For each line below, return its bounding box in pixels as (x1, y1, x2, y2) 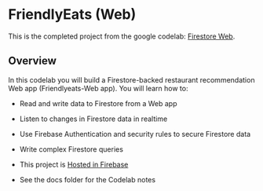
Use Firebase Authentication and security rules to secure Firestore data (19, 129, 251, 138)
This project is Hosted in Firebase (19, 160, 129, 169)
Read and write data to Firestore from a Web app (19, 98, 177, 108)
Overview (8, 54, 57, 68)
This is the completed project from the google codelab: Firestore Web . (8, 31, 236, 41)
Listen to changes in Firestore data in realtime (19, 114, 168, 123)
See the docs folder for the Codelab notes (19, 174, 155, 184)
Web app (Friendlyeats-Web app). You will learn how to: (8, 83, 188, 93)
